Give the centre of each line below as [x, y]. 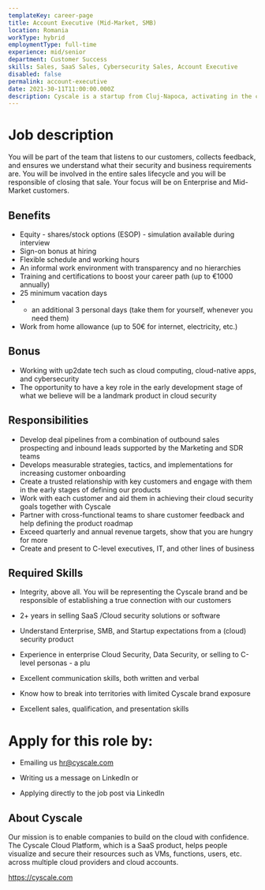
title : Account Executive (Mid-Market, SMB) [82, 23]
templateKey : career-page [50, 15]
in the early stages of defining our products [90, 489]
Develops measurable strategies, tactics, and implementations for [126, 464]
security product [47, 639]
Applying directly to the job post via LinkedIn [92, 793]
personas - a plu [63, 663]
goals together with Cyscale [65, 507]
